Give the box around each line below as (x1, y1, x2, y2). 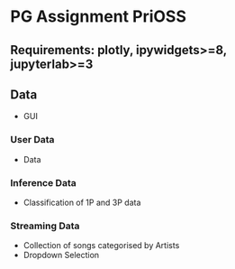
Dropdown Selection (23, 250, 100, 261)
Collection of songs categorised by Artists (23, 240, 180, 251)
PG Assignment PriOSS (10, 6, 187, 27)
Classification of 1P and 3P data (23, 197, 141, 208)
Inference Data (10, 176, 77, 189)
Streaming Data (10, 219, 80, 232)
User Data (10, 134, 55, 146)
